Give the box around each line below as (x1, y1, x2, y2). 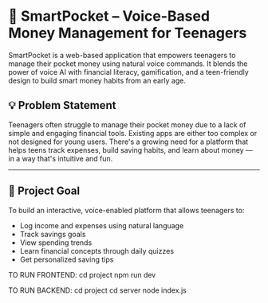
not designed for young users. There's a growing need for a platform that (8, 137, 249, 146)
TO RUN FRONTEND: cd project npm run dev (8, 270, 156, 279)
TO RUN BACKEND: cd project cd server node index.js (8, 286, 187, 295)
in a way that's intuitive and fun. (8, 153, 113, 163)
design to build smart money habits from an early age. (8, 76, 186, 85)
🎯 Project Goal (8, 185, 81, 198)
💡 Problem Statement (8, 99, 116, 112)
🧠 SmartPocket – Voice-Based (8, 7, 210, 25)
